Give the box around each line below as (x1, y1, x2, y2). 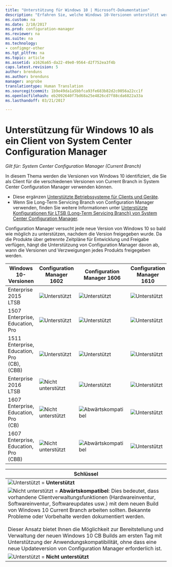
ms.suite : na (5, 36, 33, 41)
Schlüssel (74, 470, 98, 477)
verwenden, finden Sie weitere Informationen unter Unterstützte (12, 205, 148, 211)
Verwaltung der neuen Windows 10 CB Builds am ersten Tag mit (8, 532, 162, 539)
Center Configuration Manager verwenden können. (5, 184, 113, 190)
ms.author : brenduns (5, 74, 50, 79)
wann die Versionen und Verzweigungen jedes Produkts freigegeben (5, 247, 150, 253)
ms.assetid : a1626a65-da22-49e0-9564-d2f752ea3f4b (5, 60, 116, 65)
